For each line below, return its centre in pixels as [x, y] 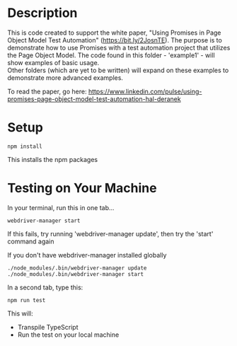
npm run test [27, 300]
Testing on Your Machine [82, 188]
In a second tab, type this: [45, 287]
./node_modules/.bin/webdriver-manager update [77, 268]
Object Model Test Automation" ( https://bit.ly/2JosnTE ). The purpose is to [115, 40]
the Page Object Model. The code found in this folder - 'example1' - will [111, 55]
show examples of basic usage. [53, 62]
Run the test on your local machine [68, 335]
